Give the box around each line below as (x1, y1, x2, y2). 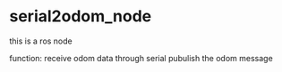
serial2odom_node (9, 6, 152, 27)
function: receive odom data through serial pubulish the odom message (9, 52, 273, 63)
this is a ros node (9, 36, 73, 46)
